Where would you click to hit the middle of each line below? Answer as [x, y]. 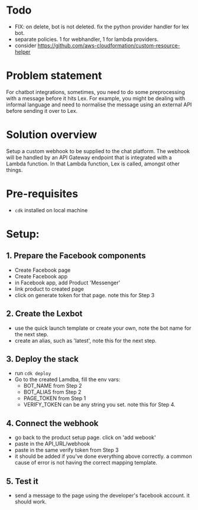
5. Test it [22, 481]
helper [22, 51]
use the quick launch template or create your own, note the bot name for [103, 328]
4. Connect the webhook [52, 423]
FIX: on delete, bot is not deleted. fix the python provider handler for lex [102, 27]
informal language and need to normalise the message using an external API [99, 105]
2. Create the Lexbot [44, 314]
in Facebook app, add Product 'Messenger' [67, 282]
